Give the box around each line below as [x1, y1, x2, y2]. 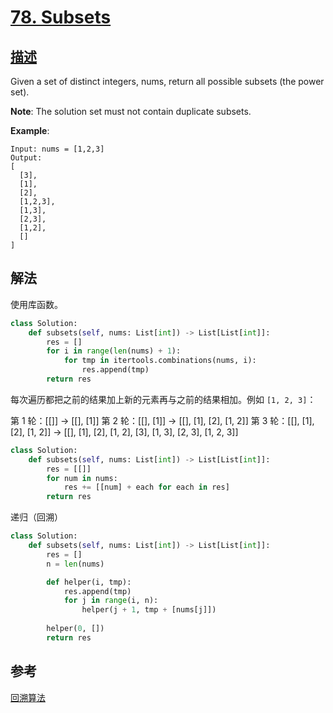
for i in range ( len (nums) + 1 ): [46, 346, 182, 356]
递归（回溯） [10, 511, 63, 523]
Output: [10, 153, 43, 163]
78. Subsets [10, 6, 112, 29]
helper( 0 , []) [46, 624, 105, 634]
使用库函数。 [10, 298, 63, 310]
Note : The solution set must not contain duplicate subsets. [10, 106, 252, 117]
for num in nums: [46, 473, 118, 483]
